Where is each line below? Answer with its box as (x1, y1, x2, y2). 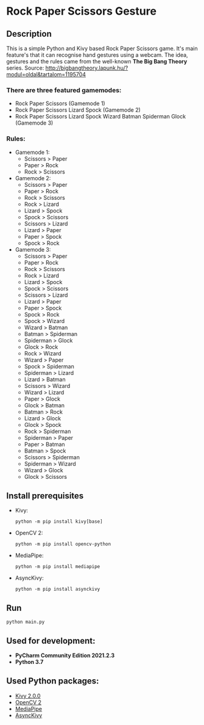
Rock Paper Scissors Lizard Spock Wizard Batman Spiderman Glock (15, 113, 186, 120)
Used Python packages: (6, 676, 99, 687)
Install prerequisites (6, 490, 84, 501)
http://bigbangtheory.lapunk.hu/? (45, 64, 128, 71)
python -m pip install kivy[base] (15, 519, 103, 525)
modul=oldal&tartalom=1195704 (6, 71, 86, 78)
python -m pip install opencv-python (15, 541, 111, 547)
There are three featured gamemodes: (6, 86, 122, 94)
